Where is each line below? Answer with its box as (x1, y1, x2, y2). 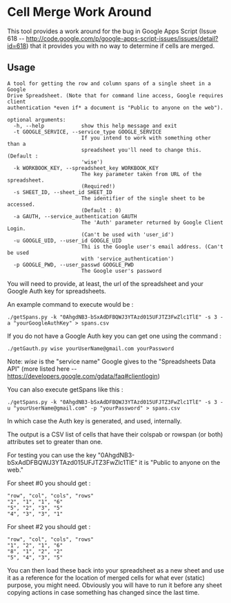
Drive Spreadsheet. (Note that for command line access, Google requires (7, 92, 224, 99)
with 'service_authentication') (81, 255, 174, 262)
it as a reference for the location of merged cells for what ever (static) (7, 573, 205, 582)
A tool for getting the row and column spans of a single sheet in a (7, 80, 212, 87)
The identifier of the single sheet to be (81, 195, 205, 202)
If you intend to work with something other (81, 134, 212, 142)
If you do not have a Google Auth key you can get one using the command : (7, 332, 222, 340)
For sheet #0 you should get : (7, 479, 91, 487)
